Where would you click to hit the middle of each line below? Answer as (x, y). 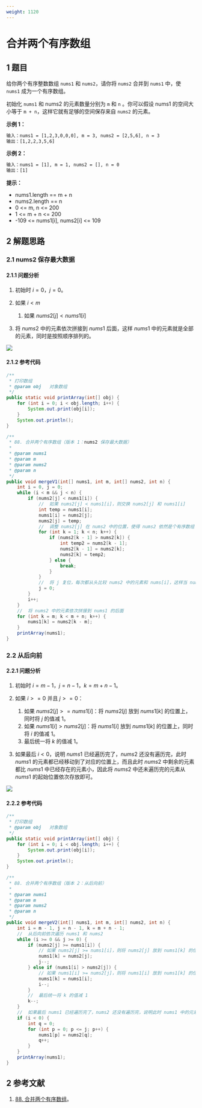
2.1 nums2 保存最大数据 (41, 260)
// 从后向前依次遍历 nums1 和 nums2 (60, 933)
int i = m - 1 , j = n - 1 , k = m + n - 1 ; (71, 928)
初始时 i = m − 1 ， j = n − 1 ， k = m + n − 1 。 (68, 685)
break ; (68, 566)
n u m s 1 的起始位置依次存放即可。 (55, 777)
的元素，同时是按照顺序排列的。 (54, 336)
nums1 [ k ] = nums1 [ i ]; (66, 979)
